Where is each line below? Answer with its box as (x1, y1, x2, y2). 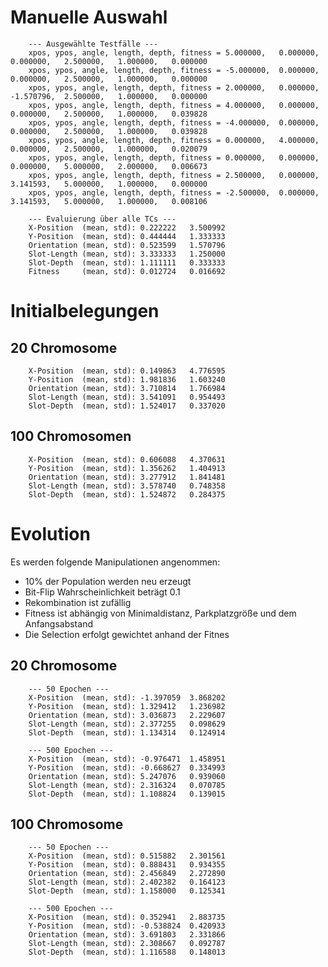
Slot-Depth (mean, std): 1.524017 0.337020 (28, 401, 226, 411)
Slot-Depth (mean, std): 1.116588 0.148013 (28, 947, 226, 958)
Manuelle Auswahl (10, 6, 168, 29)
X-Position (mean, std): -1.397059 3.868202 (28, 692, 226, 703)
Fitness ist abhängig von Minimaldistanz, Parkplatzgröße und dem (24, 607, 297, 619)
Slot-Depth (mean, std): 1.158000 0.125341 (28, 886, 226, 896)
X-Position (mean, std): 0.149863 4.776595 (28, 366, 226, 376)
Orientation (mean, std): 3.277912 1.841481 (28, 472, 226, 482)
